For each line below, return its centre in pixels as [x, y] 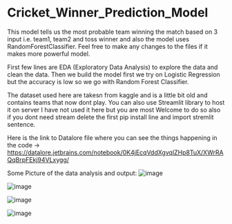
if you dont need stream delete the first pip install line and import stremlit [110, 117]
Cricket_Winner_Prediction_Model [108, 13]
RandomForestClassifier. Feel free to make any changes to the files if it [108, 46]
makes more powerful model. [49, 54]
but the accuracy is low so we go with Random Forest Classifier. [98, 81]
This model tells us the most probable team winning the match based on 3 [113, 32]
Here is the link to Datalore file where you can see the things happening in [112, 138]
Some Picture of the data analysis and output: [72, 173]
